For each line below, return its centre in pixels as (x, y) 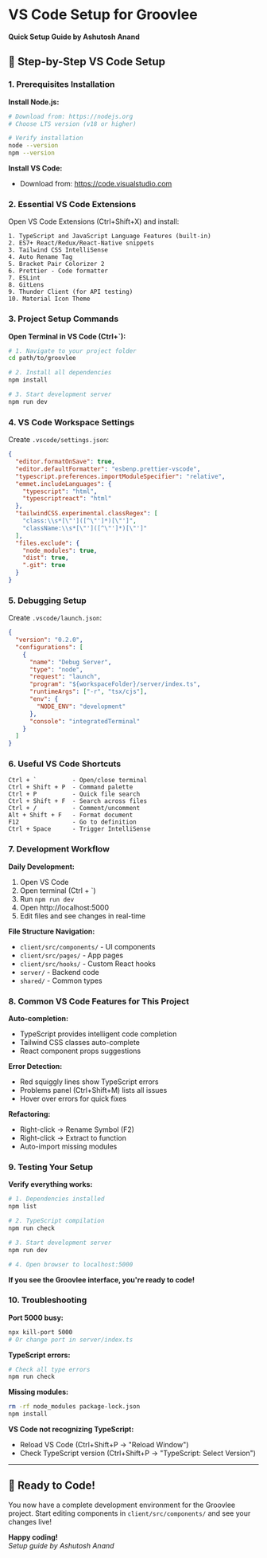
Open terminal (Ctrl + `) (58, 891)
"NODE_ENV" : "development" (81, 707)
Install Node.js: (34, 102)
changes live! (30, 1521)
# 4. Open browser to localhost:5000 (71, 1264)
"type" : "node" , (56, 669)
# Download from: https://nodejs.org (71, 116)
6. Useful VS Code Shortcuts (65, 764)
